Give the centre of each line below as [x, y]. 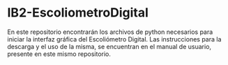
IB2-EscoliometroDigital [78, 13]
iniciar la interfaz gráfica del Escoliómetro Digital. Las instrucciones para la [114, 39]
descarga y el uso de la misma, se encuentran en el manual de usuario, [109, 46]
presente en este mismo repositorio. [59, 54]
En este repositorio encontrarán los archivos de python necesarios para [110, 32]
